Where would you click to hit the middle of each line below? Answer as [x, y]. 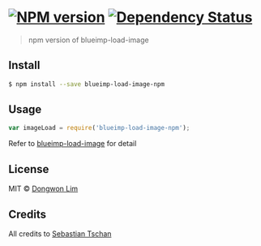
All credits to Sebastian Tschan [60, 233]
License [29, 169]
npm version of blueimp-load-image [88, 40]
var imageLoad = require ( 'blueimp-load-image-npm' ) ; [99, 128]
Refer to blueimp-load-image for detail [73, 144]
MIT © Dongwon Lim [43, 189]
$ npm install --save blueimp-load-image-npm [86, 84]
